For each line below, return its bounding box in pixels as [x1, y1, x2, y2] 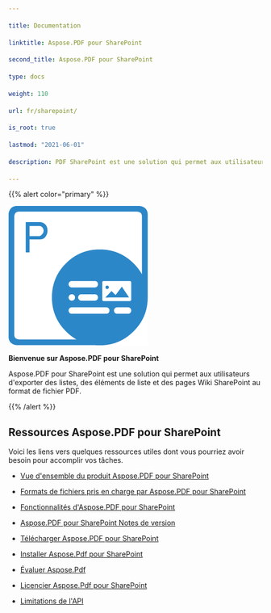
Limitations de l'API [19, 596, 84, 606]
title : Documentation [8, 21, 81, 30]
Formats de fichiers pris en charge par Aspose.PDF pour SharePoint [19, 487, 246, 497]
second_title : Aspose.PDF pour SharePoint [8, 56, 153, 64]
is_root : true [8, 124, 56, 132]
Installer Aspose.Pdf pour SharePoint [19, 549, 144, 559]
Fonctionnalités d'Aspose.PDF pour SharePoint [19, 502, 176, 512]
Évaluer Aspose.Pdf [19, 565, 86, 575]
